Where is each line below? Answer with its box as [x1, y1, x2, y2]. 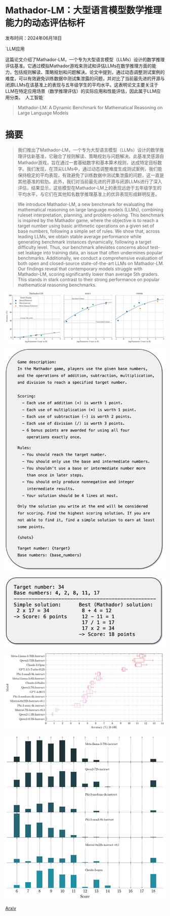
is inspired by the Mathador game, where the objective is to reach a [17, 217, 158, 223]
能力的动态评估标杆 [5, 17, 86, 29]
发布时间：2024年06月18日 [5, 35, 62, 41]
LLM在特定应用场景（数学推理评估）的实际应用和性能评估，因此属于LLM [5, 88, 156, 94]
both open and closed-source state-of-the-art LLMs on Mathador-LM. [17, 260, 164, 266]
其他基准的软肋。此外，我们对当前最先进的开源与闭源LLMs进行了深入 [17, 178, 162, 185]
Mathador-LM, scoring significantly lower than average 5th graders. [17, 271, 159, 277]
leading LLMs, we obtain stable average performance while [17, 233, 142, 239]
